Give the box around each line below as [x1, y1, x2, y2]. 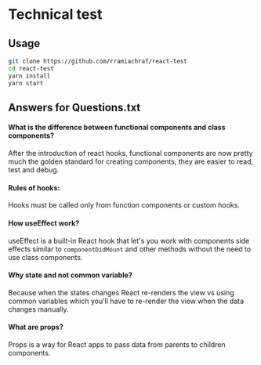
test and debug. [8, 165, 60, 175]
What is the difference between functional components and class [8, 123, 226, 132]
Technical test [8, 5, 103, 23]
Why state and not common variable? [8, 270, 133, 280]
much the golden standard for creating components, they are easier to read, [8, 157, 254, 166]
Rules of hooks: [8, 182, 60, 193]
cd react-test [8, 64, 55, 72]
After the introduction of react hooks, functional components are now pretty [8, 149, 253, 158]
